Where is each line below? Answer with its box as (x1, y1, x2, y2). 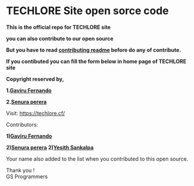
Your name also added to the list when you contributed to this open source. (6, 155, 189, 162)
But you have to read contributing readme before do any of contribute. (6, 46, 181, 54)
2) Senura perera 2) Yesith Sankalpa (6, 144, 94, 151)
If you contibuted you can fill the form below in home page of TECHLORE (6, 58, 186, 65)
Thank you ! (6, 167, 35, 174)
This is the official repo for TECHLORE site (6, 24, 111, 31)
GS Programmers (6, 172, 48, 180)
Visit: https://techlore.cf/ (6, 109, 65, 117)
